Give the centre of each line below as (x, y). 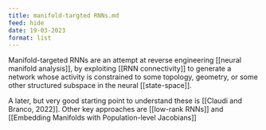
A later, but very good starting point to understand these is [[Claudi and (125, 101)
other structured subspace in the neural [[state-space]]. (100, 86)
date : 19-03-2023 (37, 30)
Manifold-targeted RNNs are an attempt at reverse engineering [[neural (125, 60)
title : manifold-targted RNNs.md (64, 15)
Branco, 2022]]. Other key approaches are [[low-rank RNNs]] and (116, 109)
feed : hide (26, 23)
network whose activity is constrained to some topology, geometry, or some (133, 77)
